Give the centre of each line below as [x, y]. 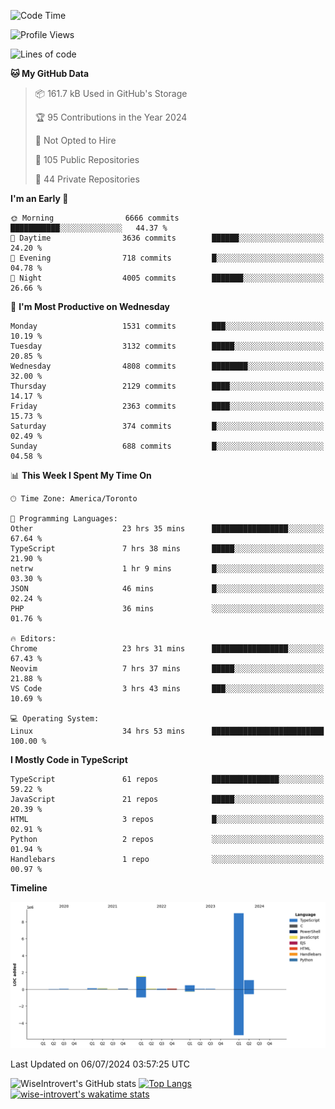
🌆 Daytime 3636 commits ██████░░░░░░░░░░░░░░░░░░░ [167, 238]
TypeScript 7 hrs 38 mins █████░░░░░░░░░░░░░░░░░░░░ [167, 549]
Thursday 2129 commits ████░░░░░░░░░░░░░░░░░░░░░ [167, 386]
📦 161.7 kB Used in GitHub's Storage [111, 93]
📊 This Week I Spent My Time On [81, 475]
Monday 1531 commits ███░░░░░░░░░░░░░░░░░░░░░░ [167, 326]
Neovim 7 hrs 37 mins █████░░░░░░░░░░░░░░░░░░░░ [167, 669]
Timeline [29, 888]
